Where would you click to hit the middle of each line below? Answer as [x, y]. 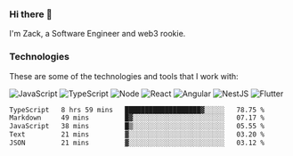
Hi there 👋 [31, 14]
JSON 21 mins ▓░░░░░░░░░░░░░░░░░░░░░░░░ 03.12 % [137, 143]
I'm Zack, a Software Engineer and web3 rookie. [98, 34]
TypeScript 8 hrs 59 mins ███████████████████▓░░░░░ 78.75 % [137, 110]
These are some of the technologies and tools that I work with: [124, 76]
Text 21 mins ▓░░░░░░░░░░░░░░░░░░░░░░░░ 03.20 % [137, 135]
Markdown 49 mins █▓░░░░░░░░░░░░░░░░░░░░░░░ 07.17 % [137, 118]
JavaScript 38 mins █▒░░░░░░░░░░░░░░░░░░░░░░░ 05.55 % [137, 127]
